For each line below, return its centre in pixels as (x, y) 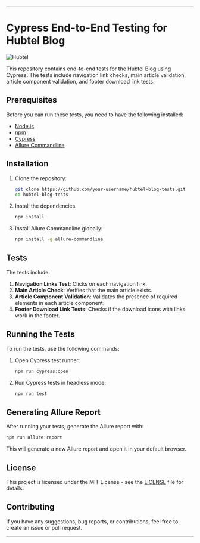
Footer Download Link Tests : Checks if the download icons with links (100, 309)
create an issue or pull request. (44, 527)
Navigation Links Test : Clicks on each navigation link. (81, 283)
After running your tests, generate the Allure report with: (75, 427)
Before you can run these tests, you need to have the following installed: (95, 115)
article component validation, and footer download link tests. (80, 81)
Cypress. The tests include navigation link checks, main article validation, (96, 75)
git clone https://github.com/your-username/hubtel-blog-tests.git (100, 189)
